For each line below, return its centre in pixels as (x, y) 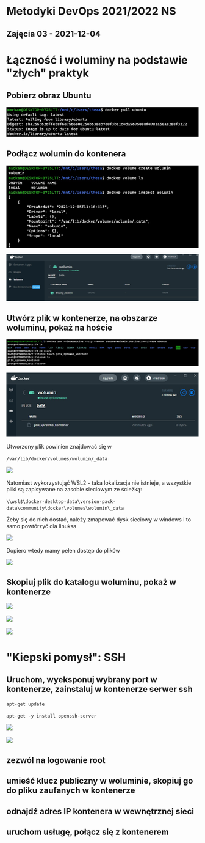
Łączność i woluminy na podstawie (97, 60)
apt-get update (26, 704)
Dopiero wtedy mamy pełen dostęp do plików (63, 550)
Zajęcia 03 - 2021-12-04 (53, 34)
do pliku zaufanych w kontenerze (71, 791)
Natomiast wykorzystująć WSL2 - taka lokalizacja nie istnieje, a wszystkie (99, 483)
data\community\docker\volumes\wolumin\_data (65, 508)
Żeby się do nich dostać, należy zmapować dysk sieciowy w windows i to (99, 519)
